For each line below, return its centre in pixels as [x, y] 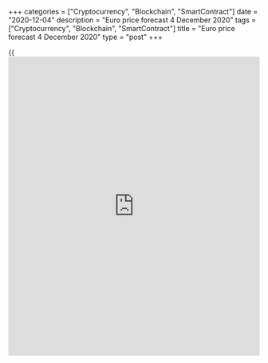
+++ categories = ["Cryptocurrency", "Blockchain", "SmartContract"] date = [133, 12]
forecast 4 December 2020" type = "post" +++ [86, 37]
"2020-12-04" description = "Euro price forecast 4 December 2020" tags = [132, 20]
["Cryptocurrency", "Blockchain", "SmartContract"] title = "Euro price [122, 28]
